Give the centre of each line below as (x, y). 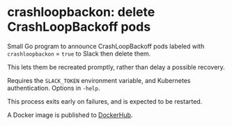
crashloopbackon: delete (81, 12)
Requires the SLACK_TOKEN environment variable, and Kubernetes (99, 80)
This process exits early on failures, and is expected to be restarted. (105, 101)
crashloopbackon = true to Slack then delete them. (79, 54)
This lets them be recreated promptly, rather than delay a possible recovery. (116, 67)
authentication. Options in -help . (54, 88)
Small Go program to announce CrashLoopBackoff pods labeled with (106, 46)
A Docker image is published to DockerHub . (70, 115)
